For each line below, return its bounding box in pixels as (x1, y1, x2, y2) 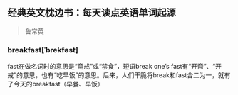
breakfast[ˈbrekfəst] (7, 45, 78, 55)
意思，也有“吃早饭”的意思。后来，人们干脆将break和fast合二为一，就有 (22, 71, 231, 79)
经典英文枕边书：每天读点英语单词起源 (7, 6, 176, 19)
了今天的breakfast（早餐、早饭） (7, 80, 105, 89)
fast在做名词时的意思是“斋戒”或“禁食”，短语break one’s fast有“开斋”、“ (7, 62, 216, 71)
